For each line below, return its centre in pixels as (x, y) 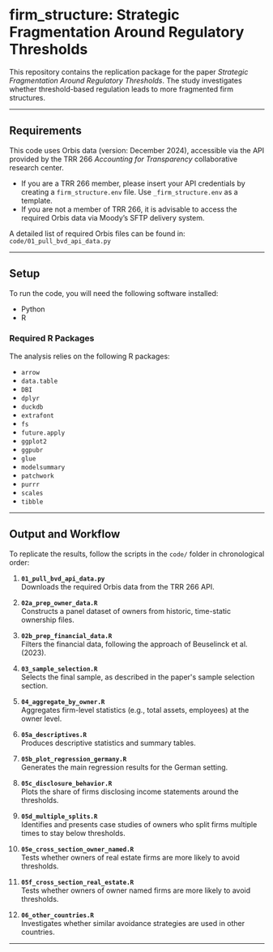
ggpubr (32, 450)
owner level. (41, 718)
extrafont (38, 415)
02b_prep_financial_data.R (66, 636)
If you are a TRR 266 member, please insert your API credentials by (133, 183)
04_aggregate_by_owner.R (63, 702)
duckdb (32, 407)
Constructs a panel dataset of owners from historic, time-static (126, 611)
